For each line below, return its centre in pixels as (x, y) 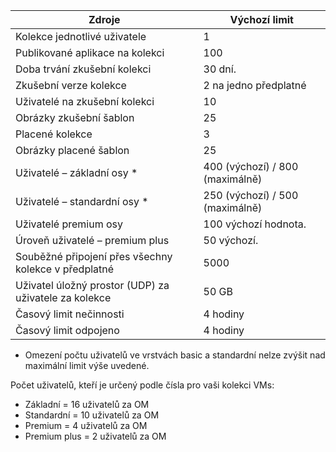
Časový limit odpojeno (67, 330)
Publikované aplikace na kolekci (90, 52)
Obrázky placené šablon (72, 150)
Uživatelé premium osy (69, 224)
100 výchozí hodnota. (255, 224)
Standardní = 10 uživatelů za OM (92, 415)
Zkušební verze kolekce (71, 85)
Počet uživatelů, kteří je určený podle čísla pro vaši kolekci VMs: (142, 385)
